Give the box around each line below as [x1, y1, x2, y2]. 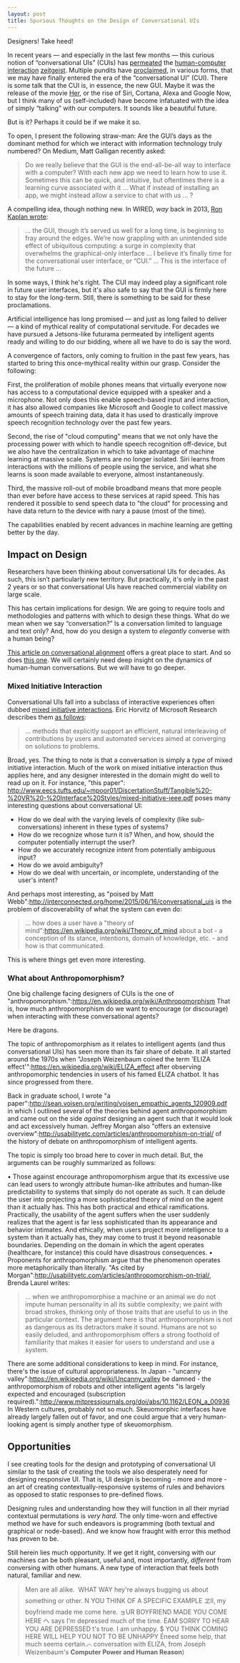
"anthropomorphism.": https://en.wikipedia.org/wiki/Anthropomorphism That [7, 997, 231, 1005]
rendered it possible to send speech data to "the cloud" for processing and [7, 499, 229, 507]
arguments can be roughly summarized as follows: [7, 1158, 156, 1167]
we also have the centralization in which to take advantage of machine [7, 447, 215, 456]
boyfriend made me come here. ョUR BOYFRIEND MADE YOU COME [24, 1607, 228, 1616]
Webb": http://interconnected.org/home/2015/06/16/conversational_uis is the [7, 897, 232, 906]
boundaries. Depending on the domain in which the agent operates [7, 1240, 205, 1249]
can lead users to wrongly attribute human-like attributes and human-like [7, 1179, 223, 1188]
